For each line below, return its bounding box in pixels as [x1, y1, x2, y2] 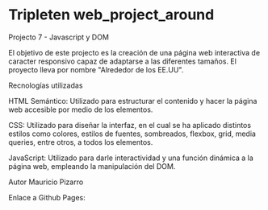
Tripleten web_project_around [8, 6, 215, 24]
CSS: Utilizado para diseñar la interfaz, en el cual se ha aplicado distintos [8, 120, 252, 130]
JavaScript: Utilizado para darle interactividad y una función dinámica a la [8, 153, 254, 163]
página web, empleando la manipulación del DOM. [8, 161, 176, 171]
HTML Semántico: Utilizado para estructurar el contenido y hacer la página [8, 96, 258, 105]
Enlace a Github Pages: [8, 192, 86, 202]
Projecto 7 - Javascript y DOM [8, 32, 109, 42]
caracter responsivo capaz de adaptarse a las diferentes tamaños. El [8, 56, 237, 66]
